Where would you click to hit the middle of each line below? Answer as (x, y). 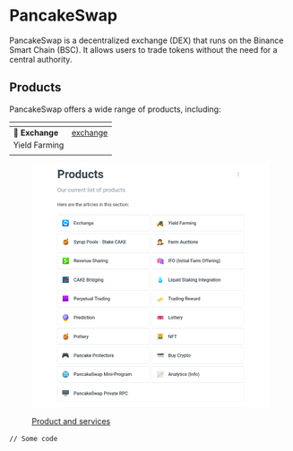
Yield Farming (39, 145)
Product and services (71, 421)
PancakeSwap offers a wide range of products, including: (115, 109)
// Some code (34, 439)
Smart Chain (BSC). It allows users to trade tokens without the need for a (143, 49)
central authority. (41, 59)
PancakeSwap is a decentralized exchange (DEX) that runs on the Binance (146, 40)
